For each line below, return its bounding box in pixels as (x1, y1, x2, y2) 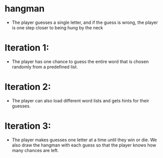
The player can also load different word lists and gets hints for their (11, 97, 150, 103)
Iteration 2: (4, 81, 51, 92)
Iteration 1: (4, 42, 49, 54)
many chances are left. (11, 147, 59, 153)
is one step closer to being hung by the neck (11, 24, 103, 30)
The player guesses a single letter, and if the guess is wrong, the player (11, 19, 159, 25)
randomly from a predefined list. (11, 64, 78, 70)
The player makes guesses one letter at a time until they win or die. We (11, 137, 157, 143)
